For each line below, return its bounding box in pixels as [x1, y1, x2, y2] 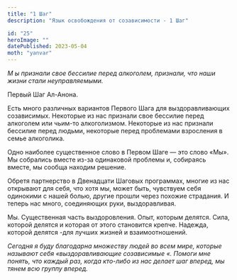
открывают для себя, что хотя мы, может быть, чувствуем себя [7, 184, 202, 192]
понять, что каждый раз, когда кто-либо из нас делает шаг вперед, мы [7, 257, 225, 265]
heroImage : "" [7, 36, 50, 43]
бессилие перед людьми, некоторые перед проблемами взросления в [7, 127, 223, 135]
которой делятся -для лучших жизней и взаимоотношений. [7, 228, 188, 236]
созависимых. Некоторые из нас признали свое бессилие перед [7, 111, 204, 120]
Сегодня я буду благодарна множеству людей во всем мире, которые [7, 242, 222, 250]
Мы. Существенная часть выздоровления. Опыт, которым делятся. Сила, [7, 213, 230, 221]
